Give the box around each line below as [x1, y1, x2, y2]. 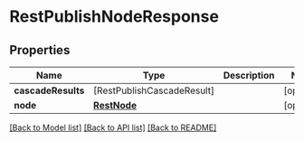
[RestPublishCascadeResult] [93, 84, 215, 97]
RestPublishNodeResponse [9, 6, 220, 27]
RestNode [93, 99, 138, 111]
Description [223, 70, 275, 81]
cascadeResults [14, 84, 85, 97]
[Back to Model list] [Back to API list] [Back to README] [9, 122, 217, 133]
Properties [9, 42, 71, 58]
